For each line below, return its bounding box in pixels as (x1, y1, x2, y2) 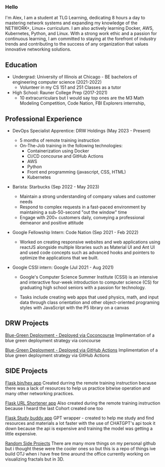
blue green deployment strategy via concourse (5, 337, 101, 343)
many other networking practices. (5, 390, 74, 396)
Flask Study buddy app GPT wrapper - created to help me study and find (5, 415, 155, 421)
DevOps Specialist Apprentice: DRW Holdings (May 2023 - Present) (12, 127, 151, 133)
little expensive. (5, 430, 37, 437)
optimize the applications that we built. (19, 254, 99, 261)
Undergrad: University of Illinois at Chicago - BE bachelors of (12, 74, 137, 80)
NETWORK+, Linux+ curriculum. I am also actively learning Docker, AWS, (5, 25, 154, 31)
